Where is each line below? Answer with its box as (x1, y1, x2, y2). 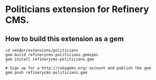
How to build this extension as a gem (5, 34, 124, 43)
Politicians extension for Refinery (5, 4, 149, 15)
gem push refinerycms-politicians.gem (5, 70, 87, 75)
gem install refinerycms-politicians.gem (5, 57, 95, 62)
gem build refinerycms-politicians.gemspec (5, 52, 99, 57)
